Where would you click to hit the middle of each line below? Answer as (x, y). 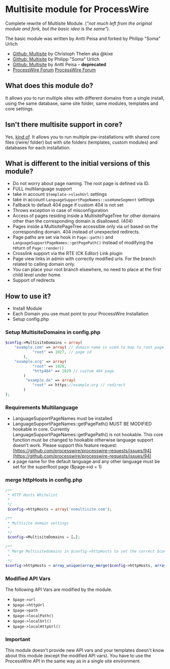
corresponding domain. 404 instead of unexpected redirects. (76, 232)
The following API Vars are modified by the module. (59, 589)
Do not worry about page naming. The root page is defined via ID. (81, 184)
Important (18, 639)
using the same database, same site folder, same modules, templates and (82, 103)
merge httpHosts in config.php (44, 480)
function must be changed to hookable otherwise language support (83, 440)
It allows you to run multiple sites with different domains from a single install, (85, 98)
